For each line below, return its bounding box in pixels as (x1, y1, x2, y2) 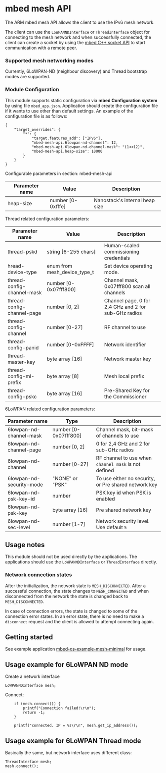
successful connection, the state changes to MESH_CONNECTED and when (5, 588, 149, 594)
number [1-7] (52, 521, 85, 528)
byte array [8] (46, 373, 79, 380)
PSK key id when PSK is (96, 489, 152, 496)
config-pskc (7, 393, 37, 400)
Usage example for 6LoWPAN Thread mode (5, 736, 142, 745)
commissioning (104, 248, 140, 255)
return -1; (23, 710, 45, 715)
